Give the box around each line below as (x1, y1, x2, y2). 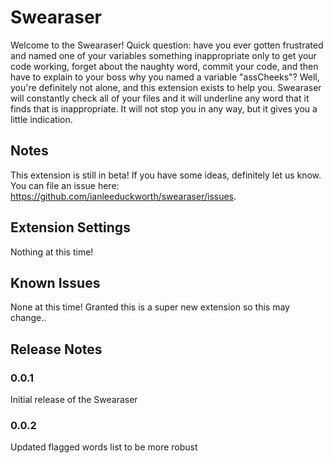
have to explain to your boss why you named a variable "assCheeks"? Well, (10, 71, 320, 83)
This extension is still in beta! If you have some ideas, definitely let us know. (10, 169, 322, 181)
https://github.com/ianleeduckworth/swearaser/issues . (10, 190, 237, 202)
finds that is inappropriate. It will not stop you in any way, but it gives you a (10, 102, 318, 115)
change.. (10, 312, 47, 324)
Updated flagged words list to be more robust (10, 441, 198, 453)
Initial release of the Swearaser (10, 394, 138, 406)
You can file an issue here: (10, 179, 120, 191)
